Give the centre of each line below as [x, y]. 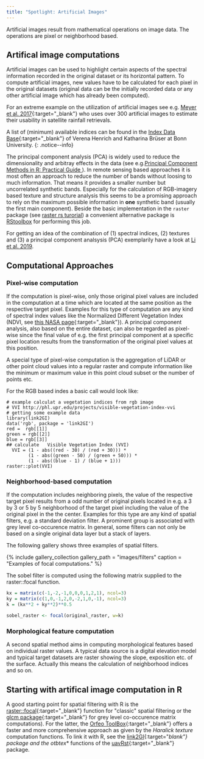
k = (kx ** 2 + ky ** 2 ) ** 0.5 [39, 605]
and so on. [20, 671]
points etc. [20, 379]
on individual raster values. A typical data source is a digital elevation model [101, 651]
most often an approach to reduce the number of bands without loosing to [99, 176]
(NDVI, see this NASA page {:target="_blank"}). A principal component [94, 322]
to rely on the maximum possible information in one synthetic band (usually [101, 202]
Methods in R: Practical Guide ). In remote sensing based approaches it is [98, 170]
